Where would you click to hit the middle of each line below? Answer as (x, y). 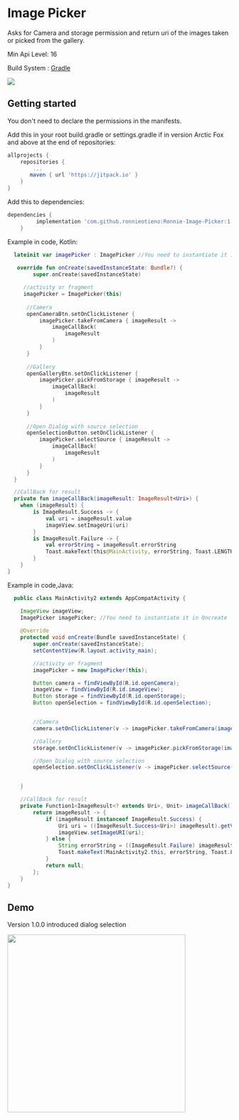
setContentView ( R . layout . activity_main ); (95, 650)
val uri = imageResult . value (89, 518)
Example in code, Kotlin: (43, 242)
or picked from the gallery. (46, 40)
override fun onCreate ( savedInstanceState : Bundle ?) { (100, 268)
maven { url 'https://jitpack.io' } (84, 175)
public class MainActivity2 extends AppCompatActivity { (100, 598)
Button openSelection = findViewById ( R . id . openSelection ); (122, 703)
